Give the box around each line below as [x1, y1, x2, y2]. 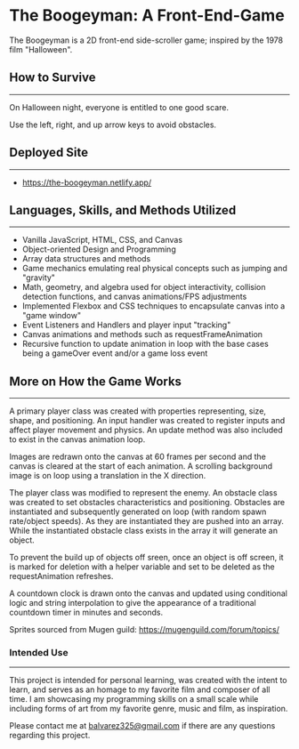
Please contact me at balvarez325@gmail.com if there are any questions [9, 721, 276, 731]
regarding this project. [9, 730, 91, 741]
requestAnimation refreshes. [9, 571, 114, 582]
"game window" [21, 310, 82, 321]
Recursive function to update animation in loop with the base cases [21, 339, 269, 350]
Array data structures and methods [21, 254, 151, 264]
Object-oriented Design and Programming [21, 244, 176, 254]
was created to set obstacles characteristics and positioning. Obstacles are [9, 497, 286, 508]
